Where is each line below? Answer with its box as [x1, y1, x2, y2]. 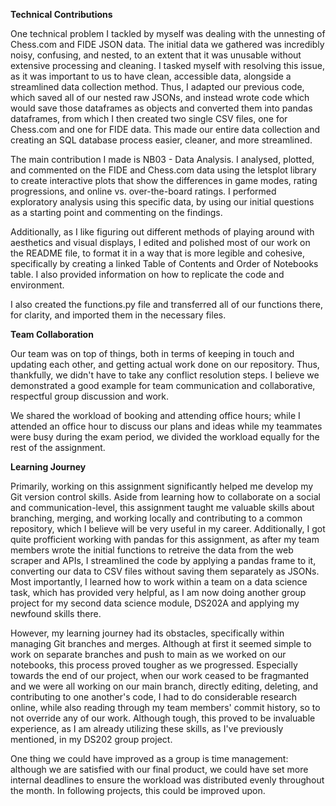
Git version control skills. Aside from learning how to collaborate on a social [10, 491, 321, 503]
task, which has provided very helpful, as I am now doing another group [10, 587, 307, 598]
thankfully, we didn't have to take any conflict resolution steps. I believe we [10, 369, 320, 381]
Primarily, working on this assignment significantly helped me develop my [10, 480, 314, 492]
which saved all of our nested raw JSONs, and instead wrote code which [10, 92, 310, 103]
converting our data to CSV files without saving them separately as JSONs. [10, 565, 320, 577]
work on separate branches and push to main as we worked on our [10, 649, 287, 660]
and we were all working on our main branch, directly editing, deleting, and [10, 680, 319, 692]
